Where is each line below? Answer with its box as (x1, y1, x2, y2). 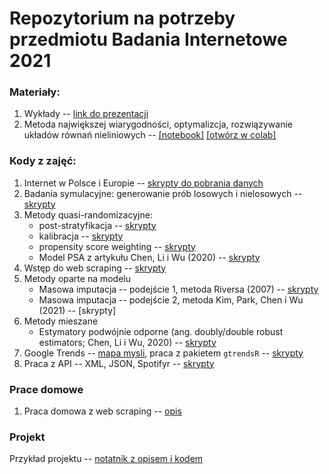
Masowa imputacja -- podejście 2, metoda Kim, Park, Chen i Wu (38, 293, 304, 306)
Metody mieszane (23, 315, 99, 327)
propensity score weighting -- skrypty (38, 240, 196, 252)
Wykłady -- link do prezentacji (23, 108, 149, 120)
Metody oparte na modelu (23, 272, 132, 284)
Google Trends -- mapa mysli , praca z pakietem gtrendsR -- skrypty (23, 347, 304, 359)
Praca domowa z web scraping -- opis (23, 405, 182, 417)
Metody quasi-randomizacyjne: (23, 208, 153, 221)
